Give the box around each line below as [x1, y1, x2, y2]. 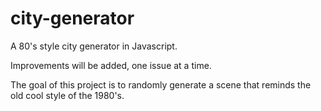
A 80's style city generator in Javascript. [10, 40, 178, 52]
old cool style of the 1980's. [10, 89, 125, 101]
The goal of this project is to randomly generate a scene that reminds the [10, 78, 312, 91]
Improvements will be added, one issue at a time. [10, 59, 212, 71]
